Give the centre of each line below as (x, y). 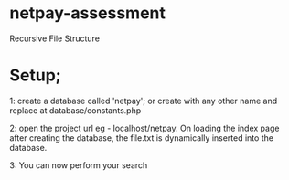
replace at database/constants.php (75, 110)
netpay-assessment (88, 13)
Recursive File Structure (55, 38)
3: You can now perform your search (79, 165)
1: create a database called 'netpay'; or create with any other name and (144, 101)
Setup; (35, 75)
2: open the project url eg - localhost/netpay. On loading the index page (144, 128)
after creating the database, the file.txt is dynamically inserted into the (142, 138)
